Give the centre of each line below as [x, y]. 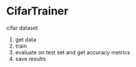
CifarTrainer [38, 11]
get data [26, 39]
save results [30, 59]
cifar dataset [22, 28]
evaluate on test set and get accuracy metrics [73, 52]
